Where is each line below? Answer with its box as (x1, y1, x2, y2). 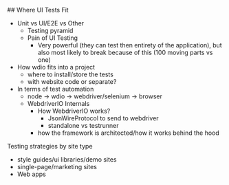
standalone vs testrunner (47, 122, 119, 129)
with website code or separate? (27, 78, 117, 85)
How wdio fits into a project (17, 63, 95, 71)
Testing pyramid (27, 27, 74, 34)
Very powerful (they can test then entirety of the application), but (37, 41, 222, 49)
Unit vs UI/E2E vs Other (17, 19, 85, 27)
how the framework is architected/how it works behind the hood (37, 129, 220, 137)
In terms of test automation (17, 85, 94, 93)
